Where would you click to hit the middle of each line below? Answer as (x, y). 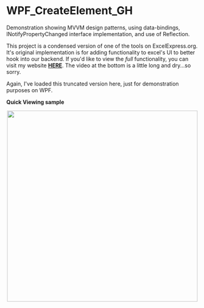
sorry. (14, 71)
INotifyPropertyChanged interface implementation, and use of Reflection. (98, 34)
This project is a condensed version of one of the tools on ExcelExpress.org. (102, 46)
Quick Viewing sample (35, 102)
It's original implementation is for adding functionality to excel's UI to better (101, 52)
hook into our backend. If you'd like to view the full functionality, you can (97, 59)
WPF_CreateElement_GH (69, 11)
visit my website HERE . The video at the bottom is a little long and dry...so (99, 65)
